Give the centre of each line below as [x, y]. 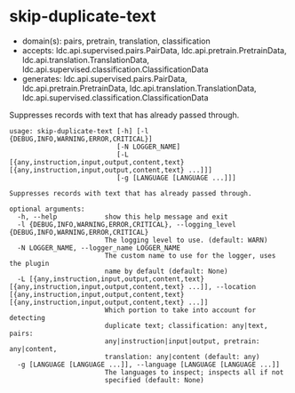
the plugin [29, 263]
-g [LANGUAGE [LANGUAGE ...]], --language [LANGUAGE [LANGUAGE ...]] [148, 365]
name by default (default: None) [166, 271]
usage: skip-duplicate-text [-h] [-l [79, 131]
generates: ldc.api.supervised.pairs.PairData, [105, 78]
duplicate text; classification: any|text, [186, 325]
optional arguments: [48, 209]
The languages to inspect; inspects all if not [194, 372]
